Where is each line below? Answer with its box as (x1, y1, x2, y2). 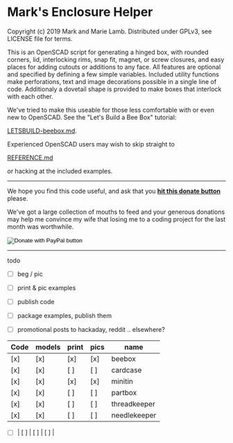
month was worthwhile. (7, 222, 74, 231)
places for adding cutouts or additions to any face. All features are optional (7, 62, 221, 71)
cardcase (111, 365, 142, 375)
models (35, 342, 61, 352)
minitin (111, 376, 133, 386)
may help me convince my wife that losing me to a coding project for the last (7, 215, 226, 223)
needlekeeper (111, 410, 157, 420)
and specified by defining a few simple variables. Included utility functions (7, 70, 220, 78)
